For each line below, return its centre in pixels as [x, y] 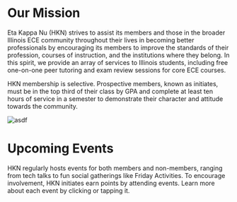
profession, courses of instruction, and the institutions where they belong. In [118, 55]
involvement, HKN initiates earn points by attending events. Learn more [111, 183]
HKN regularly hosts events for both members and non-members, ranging [115, 168]
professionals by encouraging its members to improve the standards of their [118, 47]
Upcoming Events [60, 149]
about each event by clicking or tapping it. [69, 190]
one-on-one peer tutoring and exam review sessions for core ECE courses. [117, 70]
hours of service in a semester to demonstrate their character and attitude [115, 99]
